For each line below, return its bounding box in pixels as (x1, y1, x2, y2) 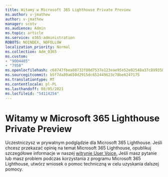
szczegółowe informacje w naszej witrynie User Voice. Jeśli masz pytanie (5, 150, 157, 156)
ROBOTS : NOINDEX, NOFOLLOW (5, 40, 61, 45)
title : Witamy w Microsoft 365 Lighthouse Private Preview (5, 7, 131, 12)
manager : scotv (5, 21, 37, 26)
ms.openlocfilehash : (5, 68, 48, 73)
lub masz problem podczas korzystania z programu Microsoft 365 (5, 155, 141, 161)
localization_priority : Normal (5, 44, 70, 49)
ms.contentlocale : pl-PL (5, 81, 57, 86)
